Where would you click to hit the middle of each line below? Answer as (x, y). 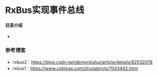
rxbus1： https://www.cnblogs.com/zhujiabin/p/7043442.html (75, 68)
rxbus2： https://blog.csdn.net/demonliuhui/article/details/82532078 (82, 62)
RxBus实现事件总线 (45, 10)
